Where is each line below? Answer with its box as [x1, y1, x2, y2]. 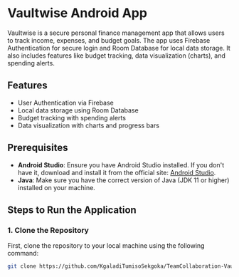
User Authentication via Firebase [17, 98, 114, 107]
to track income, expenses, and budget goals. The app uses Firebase [7, 36, 211, 44]
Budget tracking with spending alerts [17, 113, 127, 122]
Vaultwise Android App [7, 5, 148, 21]
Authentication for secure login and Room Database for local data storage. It [7, 43, 231, 52]
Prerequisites [7, 142, 68, 154]
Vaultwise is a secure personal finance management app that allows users [7, 28, 225, 37]
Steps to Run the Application [7, 204, 137, 216]
